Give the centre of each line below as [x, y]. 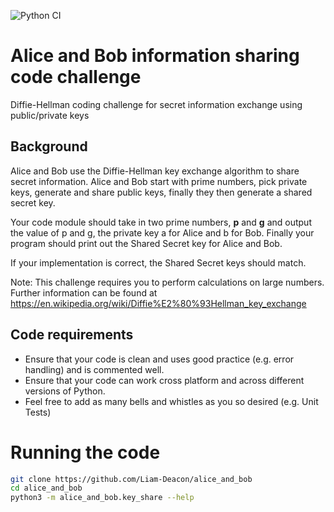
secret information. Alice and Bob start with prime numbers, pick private [159, 181]
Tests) [38, 412]
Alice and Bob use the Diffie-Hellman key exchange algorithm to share [155, 171]
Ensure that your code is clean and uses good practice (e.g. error [159, 359]
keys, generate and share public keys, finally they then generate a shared [161, 192]
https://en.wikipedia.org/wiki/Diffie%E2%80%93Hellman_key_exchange [158, 303]
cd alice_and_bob [46, 488]
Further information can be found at [84, 292]
